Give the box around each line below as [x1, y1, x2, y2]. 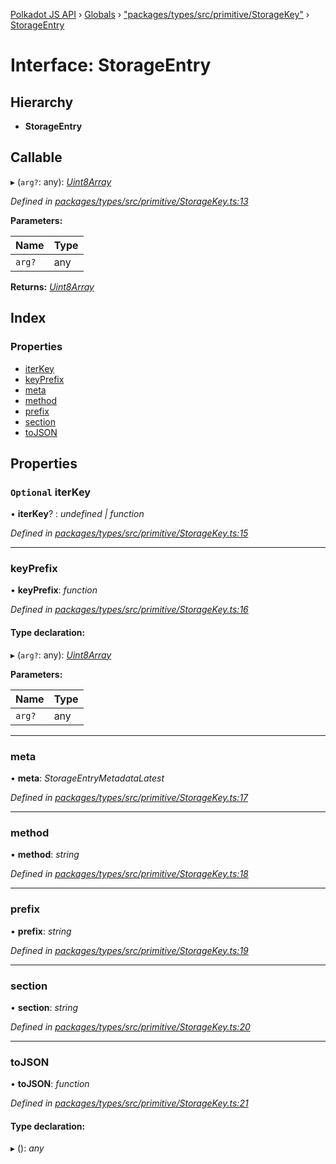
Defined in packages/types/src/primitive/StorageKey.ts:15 [10, 527, 249, 539]
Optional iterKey [10, 485, 92, 499]
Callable [10, 149, 63, 166]
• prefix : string [10, 925, 72, 937]
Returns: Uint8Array [10, 280, 95, 293]
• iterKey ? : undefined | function [10, 508, 145, 520]
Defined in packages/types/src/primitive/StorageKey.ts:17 [10, 791, 249, 803]
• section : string [10, 1001, 79, 1013]
